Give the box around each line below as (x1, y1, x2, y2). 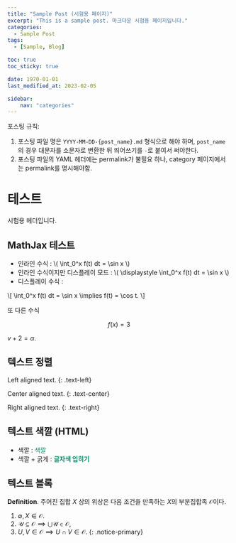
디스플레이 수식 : (17, 277, 64, 285)
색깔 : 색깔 (17, 446, 47, 454)
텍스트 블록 (7, 478, 53, 490)
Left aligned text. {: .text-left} (7, 375, 92, 384)
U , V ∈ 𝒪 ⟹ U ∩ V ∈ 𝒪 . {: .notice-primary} (17, 527, 144, 537)
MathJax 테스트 (7, 239, 76, 251)
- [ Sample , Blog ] (13, 43, 65, 50)
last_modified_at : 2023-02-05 (7, 82, 97, 90)
